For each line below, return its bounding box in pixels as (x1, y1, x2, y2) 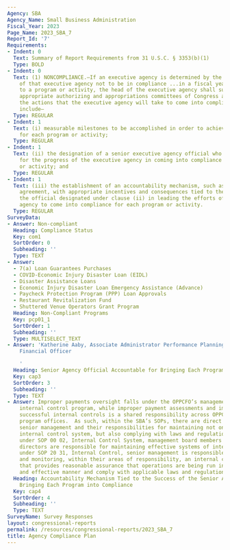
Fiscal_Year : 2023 (7, 23, 60, 29)
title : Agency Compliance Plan (7, 532, 97, 539)
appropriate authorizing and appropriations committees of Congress (19, 93, 219, 100)
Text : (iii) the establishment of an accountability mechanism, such (13, 182, 216, 189)
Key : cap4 (13, 488, 41, 494)
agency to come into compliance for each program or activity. (19, 202, 204, 208)
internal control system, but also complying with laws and (19, 430, 194, 438)
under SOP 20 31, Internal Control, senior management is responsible (19, 450, 225, 457)
